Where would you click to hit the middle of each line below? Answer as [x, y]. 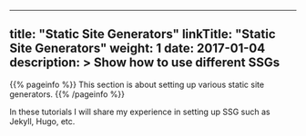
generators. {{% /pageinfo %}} [67, 94]
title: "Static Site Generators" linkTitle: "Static [143, 34]
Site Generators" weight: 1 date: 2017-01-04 [138, 49]
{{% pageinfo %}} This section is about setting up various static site [137, 84]
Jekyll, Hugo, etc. [42, 121]
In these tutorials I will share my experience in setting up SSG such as [140, 112]
